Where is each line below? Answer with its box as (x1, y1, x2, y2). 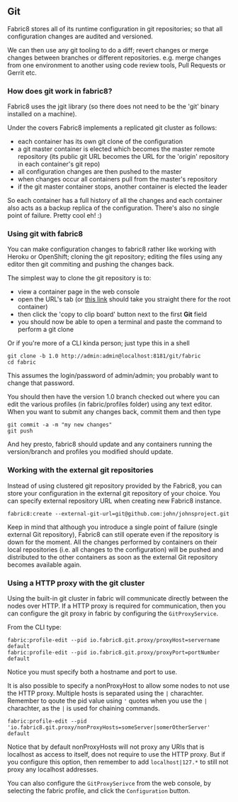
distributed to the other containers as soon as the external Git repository (7, 552, 218, 561)
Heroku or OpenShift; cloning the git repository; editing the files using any (7, 252, 223, 261)
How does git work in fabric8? (7, 86, 113, 96)
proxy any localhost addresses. (7, 765, 99, 774)
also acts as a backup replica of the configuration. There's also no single (7, 204, 220, 212)
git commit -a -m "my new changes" (7, 421, 113, 428)
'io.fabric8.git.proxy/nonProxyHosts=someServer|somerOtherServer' (7, 724, 211, 731)
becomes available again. (7, 560, 81, 569)
